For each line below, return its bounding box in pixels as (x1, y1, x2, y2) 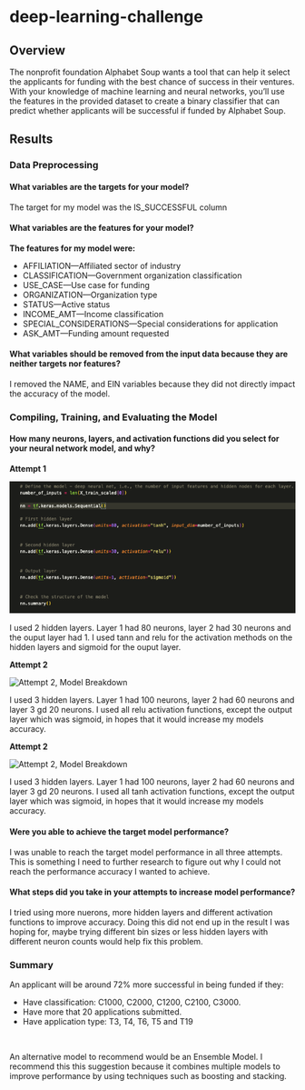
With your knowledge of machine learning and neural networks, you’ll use (9, 86, 285, 96)
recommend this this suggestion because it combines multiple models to (9, 1061, 281, 1072)
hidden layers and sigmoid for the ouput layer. (9, 642, 182, 653)
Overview (9, 43, 66, 58)
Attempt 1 (9, 464, 47, 475)
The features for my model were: (9, 243, 136, 254)
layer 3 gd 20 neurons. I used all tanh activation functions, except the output (9, 786, 295, 797)
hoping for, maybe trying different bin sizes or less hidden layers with (9, 925, 269, 937)
